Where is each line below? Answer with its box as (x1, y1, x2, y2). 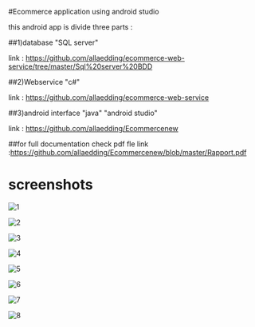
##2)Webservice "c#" (8, 78, 80, 86)
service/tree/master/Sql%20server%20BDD (8, 62, 153, 71)
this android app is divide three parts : (8, 22, 133, 31)
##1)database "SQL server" (8, 38, 99, 47)
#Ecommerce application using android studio (8, 7, 159, 16)
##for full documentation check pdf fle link (8, 139, 149, 149)
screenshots (8, 176, 93, 194)
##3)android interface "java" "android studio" (8, 108, 158, 118)
